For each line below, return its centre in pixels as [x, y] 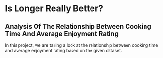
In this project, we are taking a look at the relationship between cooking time [81, 45]
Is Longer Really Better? [54, 8]
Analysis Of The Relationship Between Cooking [78, 26]
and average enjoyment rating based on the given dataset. [64, 51]
